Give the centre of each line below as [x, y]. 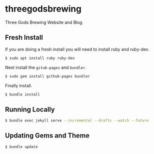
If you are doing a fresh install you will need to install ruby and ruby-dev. [77, 49]
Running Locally [30, 109]
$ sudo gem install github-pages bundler [48, 76]
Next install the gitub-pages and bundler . [46, 67]
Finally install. [19, 85]
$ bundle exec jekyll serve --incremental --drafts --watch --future [77, 121]
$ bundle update [21, 147]
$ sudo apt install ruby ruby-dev [40, 58]
